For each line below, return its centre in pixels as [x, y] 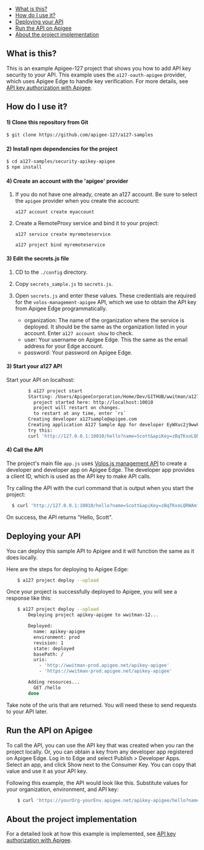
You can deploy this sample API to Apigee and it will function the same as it [100, 551]
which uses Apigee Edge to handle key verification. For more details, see [97, 81]
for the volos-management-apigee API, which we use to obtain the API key [106, 302]
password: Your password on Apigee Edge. [78, 352]
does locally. [22, 557]
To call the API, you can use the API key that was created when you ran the [100, 745]
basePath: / [48, 654]
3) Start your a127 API [34, 366]
